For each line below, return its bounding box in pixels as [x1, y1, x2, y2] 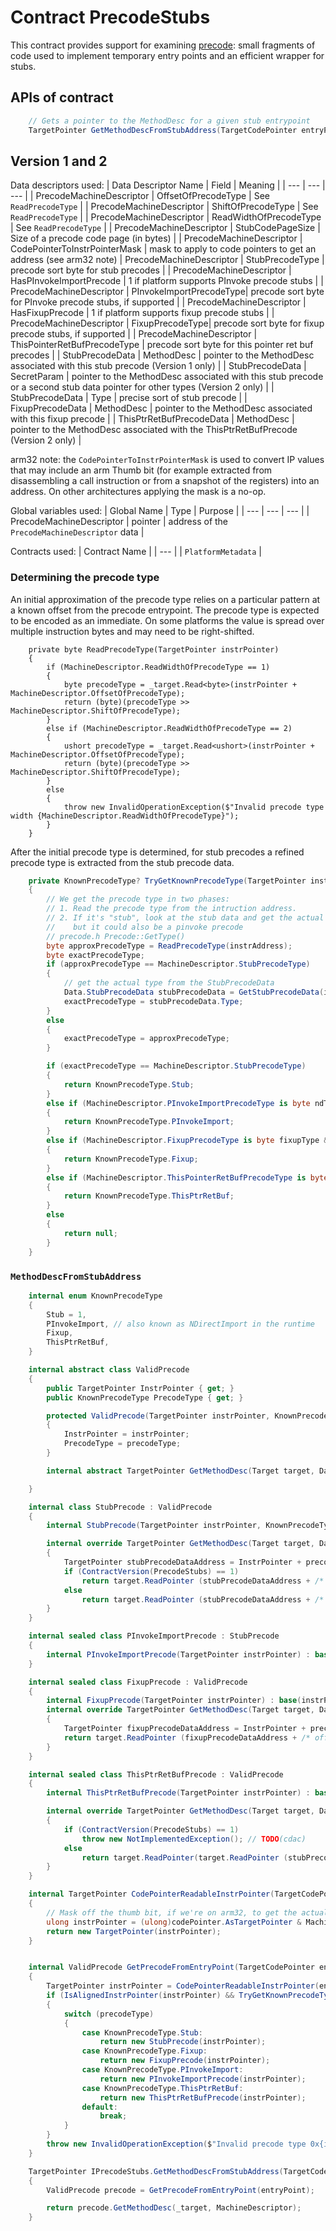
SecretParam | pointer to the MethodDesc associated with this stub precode [10, 371, 324, 383]
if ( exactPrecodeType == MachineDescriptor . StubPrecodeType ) [46, 1061, 307, 1071]
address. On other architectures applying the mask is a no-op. [10, 486, 267, 498]
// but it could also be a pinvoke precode [46, 922, 244, 932]
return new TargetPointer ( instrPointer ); [46, 1926, 222, 1936]
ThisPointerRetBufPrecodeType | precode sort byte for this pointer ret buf [10, 339, 314, 351]
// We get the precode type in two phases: [46, 894, 230, 905]
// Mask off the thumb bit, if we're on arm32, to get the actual [46, 1907, 329, 1918]
